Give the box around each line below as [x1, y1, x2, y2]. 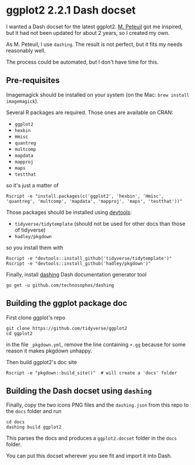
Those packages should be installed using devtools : [6, 209, 132, 216]
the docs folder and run [6, 408, 62, 415]
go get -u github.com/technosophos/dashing [6, 282, 115, 288]
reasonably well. [6, 47, 46, 54]
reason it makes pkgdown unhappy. [6, 347, 92, 354]
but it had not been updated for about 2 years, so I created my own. [6, 29, 170, 36]
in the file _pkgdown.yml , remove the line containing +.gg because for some [6, 341, 186, 348]
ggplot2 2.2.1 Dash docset [6, 4, 136, 17]
